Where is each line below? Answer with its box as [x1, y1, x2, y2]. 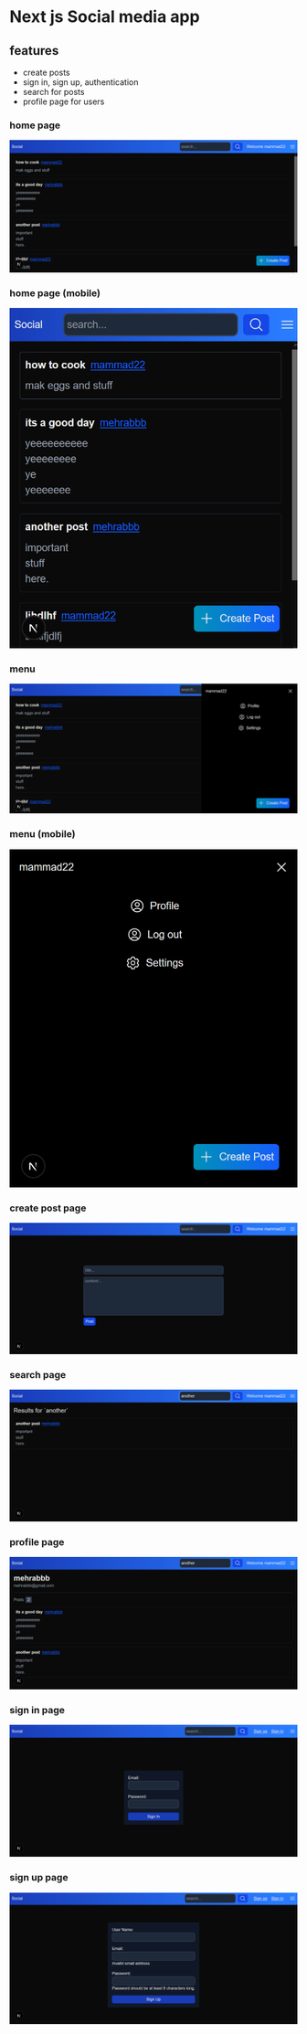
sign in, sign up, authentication [22, 77, 139, 88]
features [9, 43, 59, 58]
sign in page [9, 1703, 66, 1716]
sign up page [9, 1871, 69, 1884]
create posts [22, 67, 70, 78]
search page [9, 1368, 67, 1381]
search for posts [22, 87, 85, 97]
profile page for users [22, 96, 105, 107]
